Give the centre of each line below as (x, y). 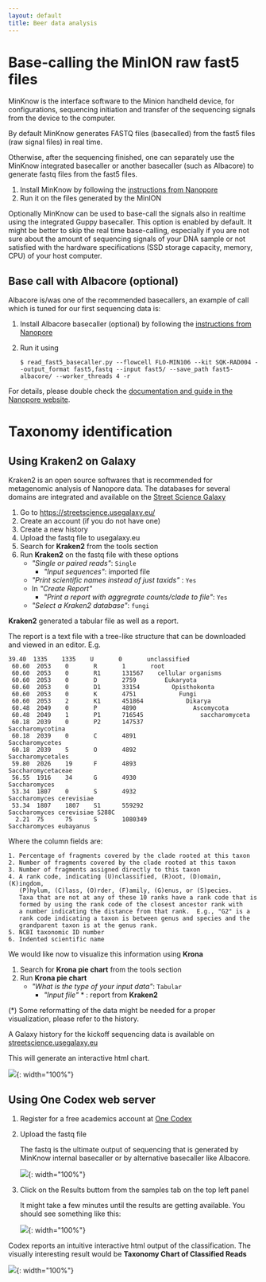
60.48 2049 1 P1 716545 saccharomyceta (131, 715)
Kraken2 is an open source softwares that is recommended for (110, 480)
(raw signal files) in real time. (56, 142)
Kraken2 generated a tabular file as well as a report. (93, 621)
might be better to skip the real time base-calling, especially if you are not (129, 231)
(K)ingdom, (26, 884)
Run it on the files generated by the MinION (91, 198)
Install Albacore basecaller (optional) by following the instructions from (135, 324)
